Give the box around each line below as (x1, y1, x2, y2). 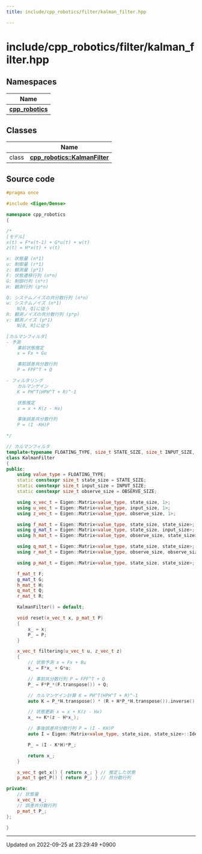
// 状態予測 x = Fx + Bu (28, 659, 87, 666)
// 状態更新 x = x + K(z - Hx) (28, 709, 103, 715)
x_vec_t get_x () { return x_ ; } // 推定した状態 (17, 769, 136, 775)
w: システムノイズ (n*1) (6, 300, 62, 306)
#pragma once (6, 190, 39, 196)
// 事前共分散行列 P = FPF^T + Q (28, 676, 105, 682)
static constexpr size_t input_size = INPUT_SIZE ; (17, 483, 147, 489)
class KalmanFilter (6, 454, 55, 461)
